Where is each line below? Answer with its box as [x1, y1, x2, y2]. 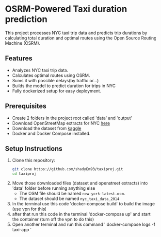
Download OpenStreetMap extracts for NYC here [12, 120, 110, 126]
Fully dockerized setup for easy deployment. [12, 88, 101, 93]
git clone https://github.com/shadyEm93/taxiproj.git [12, 167, 123, 172]
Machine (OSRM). [5, 40, 41, 46]
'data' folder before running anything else [12, 185, 96, 191]
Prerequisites [5, 102, 47, 110]
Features [5, 55, 32, 63]
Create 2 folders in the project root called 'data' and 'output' [12, 115, 132, 121]
